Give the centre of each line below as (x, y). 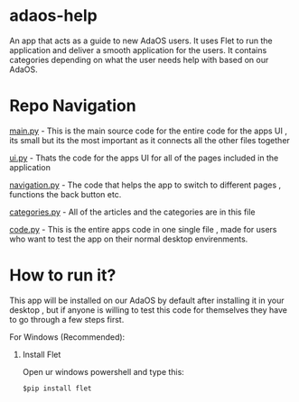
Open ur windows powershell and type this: (103, 371)
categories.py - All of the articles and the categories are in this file (132, 212)
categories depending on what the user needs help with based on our (139, 59)
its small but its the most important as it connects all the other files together (150, 140)
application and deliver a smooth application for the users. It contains (138, 50)
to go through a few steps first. (67, 319)
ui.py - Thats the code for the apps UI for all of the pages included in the (144, 158)
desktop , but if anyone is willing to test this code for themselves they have (148, 310)
